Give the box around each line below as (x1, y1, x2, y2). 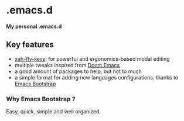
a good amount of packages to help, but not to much (14, 68, 142, 75)
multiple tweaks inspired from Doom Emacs (14, 61, 120, 68)
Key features (6, 40, 54, 50)
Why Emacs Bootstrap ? (6, 95, 76, 103)
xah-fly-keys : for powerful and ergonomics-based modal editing (14, 55, 170, 62)
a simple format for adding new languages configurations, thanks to (14, 74, 179, 81)
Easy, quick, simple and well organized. (6, 108, 101, 115)
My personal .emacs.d (6, 23, 62, 30)
